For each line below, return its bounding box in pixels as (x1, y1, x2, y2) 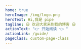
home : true (5, 7, 28, 13)
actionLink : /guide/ (5, 31, 49, 36)
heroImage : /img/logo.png (5, 12, 60, 17)
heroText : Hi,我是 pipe (5, 17, 54, 22)
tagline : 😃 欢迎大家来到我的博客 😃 (5, 21, 76, 27)
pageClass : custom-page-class (5, 36, 69, 41)
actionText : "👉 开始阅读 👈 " (5, 27, 68, 32)
